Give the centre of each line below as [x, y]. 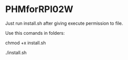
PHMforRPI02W [39, 9]
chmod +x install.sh [26, 43]
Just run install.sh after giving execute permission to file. [64, 23]
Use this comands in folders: [35, 33]
